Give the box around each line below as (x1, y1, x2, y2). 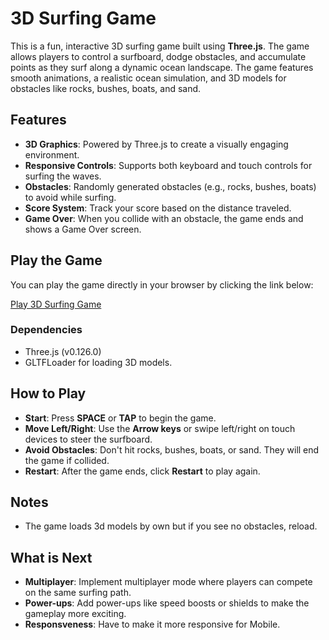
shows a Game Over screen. (24, 223, 142, 235)
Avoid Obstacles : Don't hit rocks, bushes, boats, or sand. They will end (24, 443, 320, 456)
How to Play (10, 385, 87, 402)
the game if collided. (24, 454, 110, 466)
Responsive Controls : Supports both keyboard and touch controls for (24, 159, 313, 171)
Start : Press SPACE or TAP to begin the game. (24, 412, 217, 424)
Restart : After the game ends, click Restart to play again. (24, 465, 261, 477)
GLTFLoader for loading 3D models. (24, 356, 173, 368)
